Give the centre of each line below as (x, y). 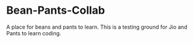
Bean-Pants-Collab (56, 10)
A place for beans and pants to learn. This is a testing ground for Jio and (97, 27)
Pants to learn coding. (34, 33)
